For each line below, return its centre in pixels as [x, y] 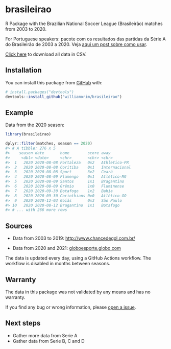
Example [19, 113]
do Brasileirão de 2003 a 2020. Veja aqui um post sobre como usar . [76, 44]
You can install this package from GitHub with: [54, 82]
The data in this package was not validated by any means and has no [78, 292]
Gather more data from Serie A [45, 335]
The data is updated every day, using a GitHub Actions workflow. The [78, 258]
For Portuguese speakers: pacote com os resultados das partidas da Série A [86, 39]
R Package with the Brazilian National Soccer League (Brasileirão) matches [84, 24]
